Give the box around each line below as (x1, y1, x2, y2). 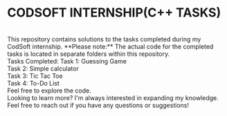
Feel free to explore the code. (7, 86, 91, 95)
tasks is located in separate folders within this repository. (7, 50, 170, 58)
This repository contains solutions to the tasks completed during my (7, 35, 201, 43)
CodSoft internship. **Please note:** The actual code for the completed (7, 42, 214, 50)
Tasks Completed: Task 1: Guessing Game (7, 57, 127, 65)
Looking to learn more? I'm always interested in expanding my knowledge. (7, 93, 219, 101)
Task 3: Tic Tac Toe (7, 71, 64, 80)
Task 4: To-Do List (7, 79, 60, 87)
